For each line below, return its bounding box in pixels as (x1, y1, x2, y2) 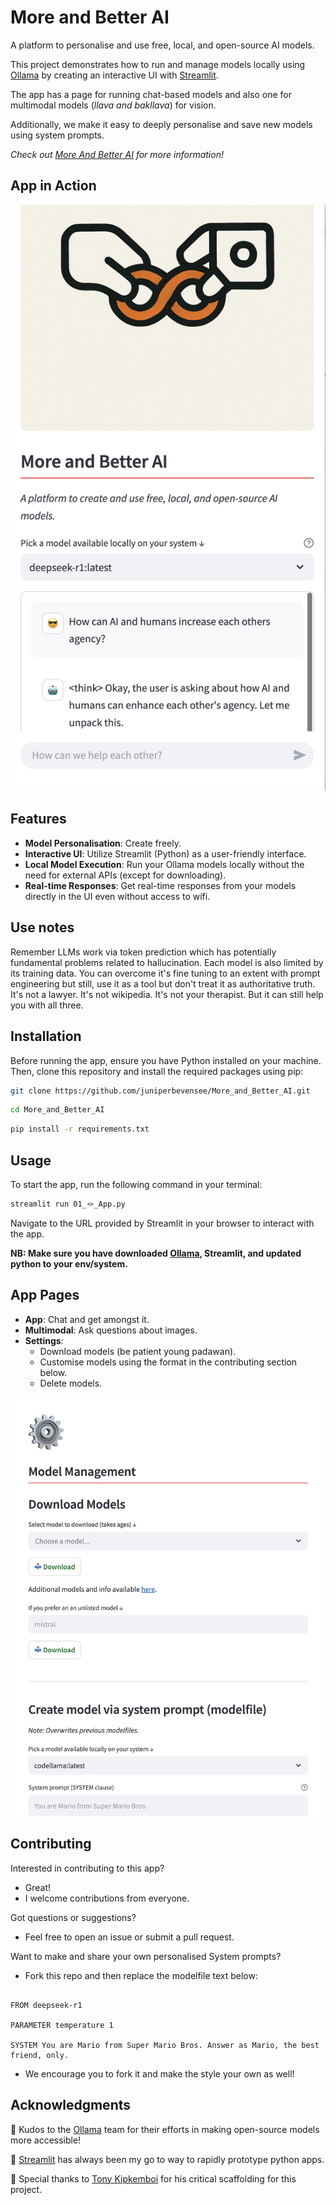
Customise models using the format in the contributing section (39, 1356, 298, 1368)
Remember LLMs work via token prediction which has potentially (10, 946, 277, 958)
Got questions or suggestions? (10, 1911, 137, 1923)
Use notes (10, 919, 75, 936)
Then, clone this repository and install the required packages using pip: (10, 1065, 304, 1077)
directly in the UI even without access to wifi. (24, 890, 211, 902)
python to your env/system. (10, 1257, 128, 1270)
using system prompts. (10, 129, 105, 141)
